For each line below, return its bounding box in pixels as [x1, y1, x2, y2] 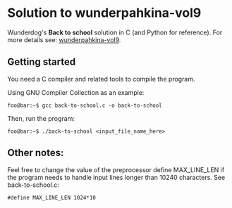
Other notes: [7, 147, 64, 159]
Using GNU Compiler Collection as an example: [7, 88, 145, 96]
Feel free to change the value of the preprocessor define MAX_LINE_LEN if [7, 165, 225, 174]
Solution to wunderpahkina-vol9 [7, 5, 202, 21]
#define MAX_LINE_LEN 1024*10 [7, 194, 97, 201]
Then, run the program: [7, 114, 75, 122]
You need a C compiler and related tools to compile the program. [7, 74, 195, 83]
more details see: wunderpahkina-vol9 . [7, 35, 121, 44]
